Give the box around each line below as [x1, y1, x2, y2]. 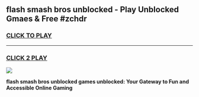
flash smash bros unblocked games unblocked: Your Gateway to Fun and [6, 78, 190, 85]
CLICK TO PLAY [6, 32, 52, 40]
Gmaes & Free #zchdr [6, 14, 87, 24]
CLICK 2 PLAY [6, 53, 47, 62]
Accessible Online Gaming [6, 84, 73, 91]
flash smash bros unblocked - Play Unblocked [6, 5, 179, 15]
